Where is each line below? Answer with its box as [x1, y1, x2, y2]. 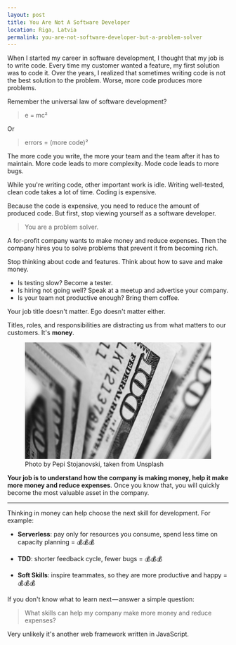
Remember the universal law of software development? [7, 97, 167, 106]
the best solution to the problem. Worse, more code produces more [7, 76, 202, 84]
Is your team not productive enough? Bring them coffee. [17, 294, 181, 302]
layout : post [7, 11, 46, 18]
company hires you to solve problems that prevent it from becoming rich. [7, 244, 218, 253]
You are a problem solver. [24, 223, 99, 232]
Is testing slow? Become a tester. [17, 279, 114, 287]
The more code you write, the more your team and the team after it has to [7, 152, 220, 161]
